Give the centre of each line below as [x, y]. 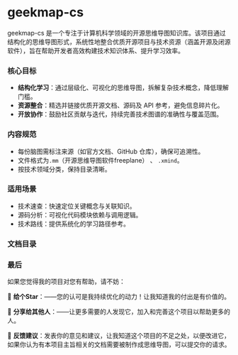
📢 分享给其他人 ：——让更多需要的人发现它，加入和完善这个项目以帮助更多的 [119, 312]
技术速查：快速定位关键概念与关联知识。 [76, 206]
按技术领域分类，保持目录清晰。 [64, 169]
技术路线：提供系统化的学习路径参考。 [73, 224]
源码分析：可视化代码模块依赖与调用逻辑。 [80, 214]
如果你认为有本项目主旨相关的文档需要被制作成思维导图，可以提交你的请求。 [119, 344]
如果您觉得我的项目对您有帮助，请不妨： [66, 282]
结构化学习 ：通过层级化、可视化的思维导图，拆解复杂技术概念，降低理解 [123, 88]
